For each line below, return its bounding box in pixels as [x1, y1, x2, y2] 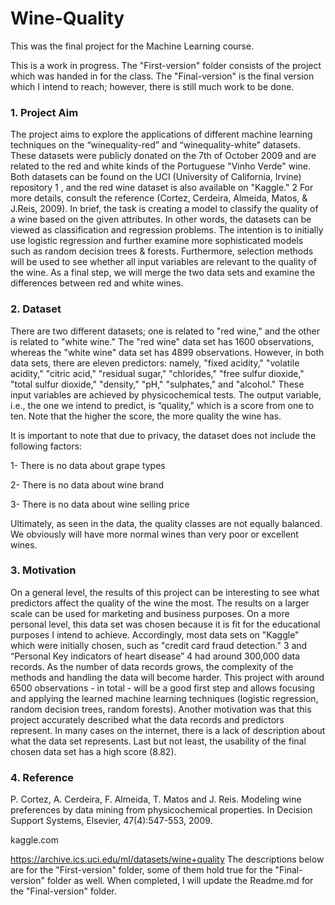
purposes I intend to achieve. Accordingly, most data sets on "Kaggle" [10, 628, 300, 641]
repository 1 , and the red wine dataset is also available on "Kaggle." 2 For [10, 182, 314, 194]
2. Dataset [10, 302, 62, 316]
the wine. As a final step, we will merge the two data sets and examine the [10, 267, 316, 279]
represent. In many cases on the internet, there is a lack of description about [10, 724, 326, 736]
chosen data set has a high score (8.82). [10, 745, 177, 757]
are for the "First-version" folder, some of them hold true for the [10, 864, 273, 876]
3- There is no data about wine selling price [10, 498, 190, 510]
